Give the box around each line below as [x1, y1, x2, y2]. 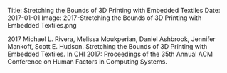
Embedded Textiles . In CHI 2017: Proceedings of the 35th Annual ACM [7, 50, 213, 58]
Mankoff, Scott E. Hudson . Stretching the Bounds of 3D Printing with [7, 43, 208, 50]
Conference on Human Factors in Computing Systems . [7, 57, 167, 66]
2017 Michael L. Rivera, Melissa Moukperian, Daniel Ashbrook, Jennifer [7, 35, 216, 43]
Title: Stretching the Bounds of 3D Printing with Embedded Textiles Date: [7, 6, 221, 14]
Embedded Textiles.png [7, 21, 77, 29]
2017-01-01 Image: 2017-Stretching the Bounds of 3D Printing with [7, 13, 202, 22]
